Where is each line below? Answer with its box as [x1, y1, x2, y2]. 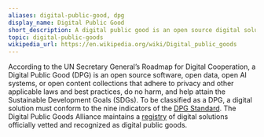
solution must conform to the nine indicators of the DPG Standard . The [8, 103, 236, 114]
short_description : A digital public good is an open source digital [8, 26, 241, 34]
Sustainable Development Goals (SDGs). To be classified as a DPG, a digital [8, 96, 253, 105]
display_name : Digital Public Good [8, 19, 125, 27]
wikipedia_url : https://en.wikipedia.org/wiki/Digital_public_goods [8, 41, 237, 49]
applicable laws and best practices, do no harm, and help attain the [8, 87, 226, 96]
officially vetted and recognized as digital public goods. [8, 121, 188, 130]
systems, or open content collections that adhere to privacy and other [8, 79, 234, 88]
